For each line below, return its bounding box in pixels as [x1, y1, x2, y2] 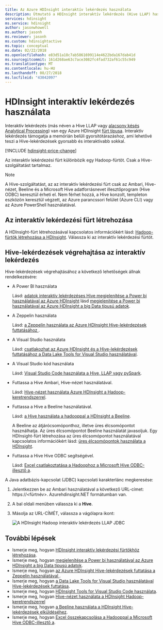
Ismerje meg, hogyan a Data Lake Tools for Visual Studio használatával [12, 578, 154, 584]
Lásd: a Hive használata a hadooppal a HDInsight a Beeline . [12, 413, 131, 419]
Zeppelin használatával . [12, 573, 61, 579]
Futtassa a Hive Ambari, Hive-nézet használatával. [12, 380, 113, 386]
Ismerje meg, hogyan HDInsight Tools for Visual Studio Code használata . [12, 589, 158, 594]
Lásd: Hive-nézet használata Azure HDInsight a [12, 389, 107, 395]
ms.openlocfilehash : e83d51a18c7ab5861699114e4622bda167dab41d [5, 52, 136, 58]
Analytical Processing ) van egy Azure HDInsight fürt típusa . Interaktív [5, 128, 144, 134]
